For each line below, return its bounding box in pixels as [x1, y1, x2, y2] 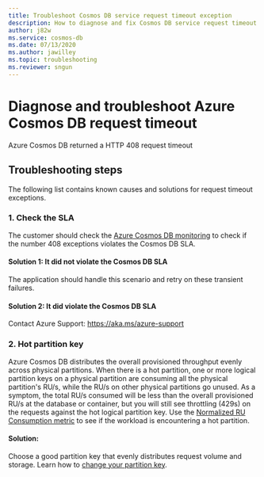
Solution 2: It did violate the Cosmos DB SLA [8, 301, 157, 311]
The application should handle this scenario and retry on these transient [8, 275, 243, 284]
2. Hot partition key [8, 338, 84, 349]
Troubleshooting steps [8, 163, 123, 177]
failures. [8, 283, 35, 292]
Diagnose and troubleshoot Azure [8, 97, 235, 115]
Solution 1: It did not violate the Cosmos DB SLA [8, 257, 168, 266]
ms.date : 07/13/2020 [8, 41, 77, 49]
